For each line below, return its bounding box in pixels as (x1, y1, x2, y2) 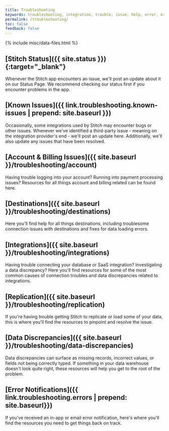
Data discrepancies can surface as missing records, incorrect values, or (5, 354, 154, 361)
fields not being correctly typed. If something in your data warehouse (5, 360, 149, 366)
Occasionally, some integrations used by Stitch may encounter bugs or (5, 122, 152, 128)
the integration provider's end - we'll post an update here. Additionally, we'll (5, 133, 162, 139)
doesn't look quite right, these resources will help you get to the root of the (5, 366, 160, 372)
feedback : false (5, 26, 39, 31)
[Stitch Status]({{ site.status (5, 54, 97, 63)
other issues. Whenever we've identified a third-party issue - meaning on (5, 127, 157, 133)
